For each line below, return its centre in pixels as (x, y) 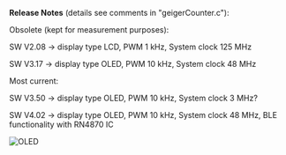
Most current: (34, 81)
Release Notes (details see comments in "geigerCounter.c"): (119, 13)
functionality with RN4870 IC (62, 124)
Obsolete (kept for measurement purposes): (89, 30)
